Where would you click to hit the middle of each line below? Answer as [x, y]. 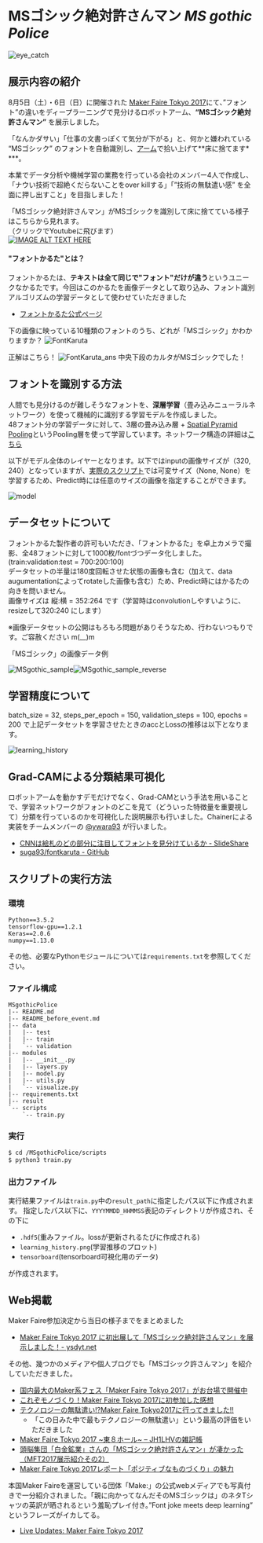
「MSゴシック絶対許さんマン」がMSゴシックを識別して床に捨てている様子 [129, 211]
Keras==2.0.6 [29, 933]
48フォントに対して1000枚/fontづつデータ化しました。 [117, 553]
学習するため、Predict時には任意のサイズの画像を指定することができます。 [129, 480]
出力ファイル [33, 1182]
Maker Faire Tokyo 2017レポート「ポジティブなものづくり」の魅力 [126, 1469]
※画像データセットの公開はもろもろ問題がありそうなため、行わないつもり [127, 627]
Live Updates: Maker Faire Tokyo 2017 [81, 1531]
